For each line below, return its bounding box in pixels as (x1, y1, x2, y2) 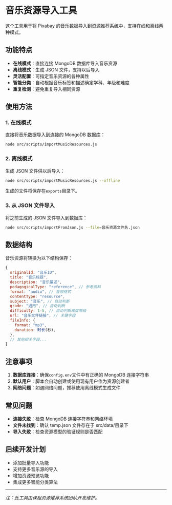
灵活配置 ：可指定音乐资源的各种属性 (12, 73, 90, 79)
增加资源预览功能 (12, 472, 49, 478)
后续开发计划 (5, 445, 46, 454)
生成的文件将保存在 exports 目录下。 (5, 188, 80, 194)
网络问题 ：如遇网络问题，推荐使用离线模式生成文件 (12, 385, 121, 391)
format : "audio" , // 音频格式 (10, 289, 72, 294)
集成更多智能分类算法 (12, 479, 58, 485)
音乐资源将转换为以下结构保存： (5, 255, 73, 261)
